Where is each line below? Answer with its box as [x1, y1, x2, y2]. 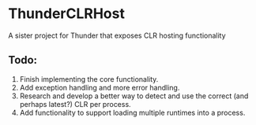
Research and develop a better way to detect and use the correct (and [19, 91, 249, 101]
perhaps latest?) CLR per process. [19, 99, 132, 108]
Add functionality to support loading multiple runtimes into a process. [19, 108, 246, 117]
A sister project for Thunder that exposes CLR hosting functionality [8, 31, 227, 40]
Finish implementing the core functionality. [19, 74, 159, 83]
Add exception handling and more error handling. [19, 83, 180, 92]
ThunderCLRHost [8, 5, 125, 23]
